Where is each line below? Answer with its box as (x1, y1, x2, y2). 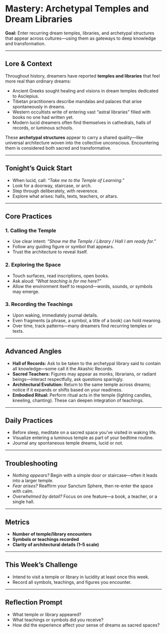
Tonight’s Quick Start (5, 164, 73, 173)
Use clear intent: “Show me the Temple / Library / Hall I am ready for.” (12, 238, 157, 244)
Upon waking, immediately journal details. (12, 312, 98, 318)
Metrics (5, 518, 30, 526)
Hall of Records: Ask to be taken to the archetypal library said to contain (12, 360, 161, 366)
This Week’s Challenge (5, 560, 78, 569)
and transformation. (5, 40, 46, 46)
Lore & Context (5, 60, 52, 68)
